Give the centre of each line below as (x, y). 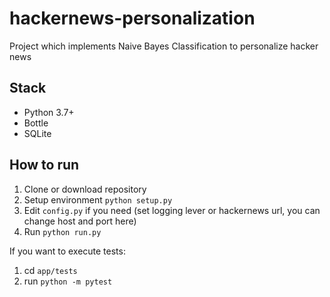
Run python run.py (62, 231)
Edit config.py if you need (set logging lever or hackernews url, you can (172, 210)
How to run (44, 165)
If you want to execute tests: (67, 251)
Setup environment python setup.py (98, 199)
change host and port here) (80, 221)
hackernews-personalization (132, 18)
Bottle (36, 123)
